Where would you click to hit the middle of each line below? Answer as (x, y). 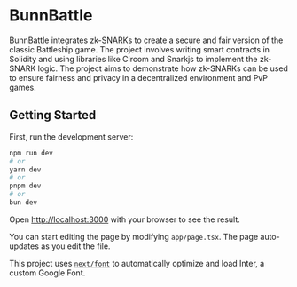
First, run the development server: (71, 136)
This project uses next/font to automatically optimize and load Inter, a (137, 263)
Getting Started (53, 115)
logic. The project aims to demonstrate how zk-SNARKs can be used (163, 68)
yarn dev (25, 170)
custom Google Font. (47, 273)
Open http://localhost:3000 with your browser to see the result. (125, 219)
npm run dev (31, 153)
